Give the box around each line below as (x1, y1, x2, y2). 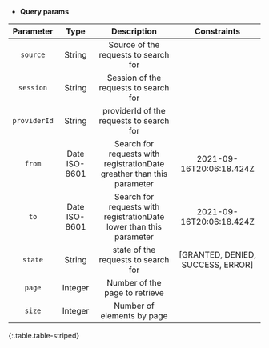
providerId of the (102, 106, 166, 116)
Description (110, 26, 158, 37)
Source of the (108, 39, 160, 50)
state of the (112, 244, 156, 255)
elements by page (100, 310, 168, 321)
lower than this (106, 222, 163, 232)
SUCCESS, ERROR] (181, 259, 254, 270)
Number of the (106, 278, 162, 288)
